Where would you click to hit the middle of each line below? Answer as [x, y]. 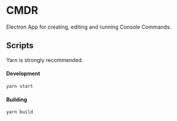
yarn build [20, 112]
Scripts [20, 46]
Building [17, 100]
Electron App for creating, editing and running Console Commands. [89, 27]
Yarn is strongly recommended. [45, 60]
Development [23, 74]
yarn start [20, 86]
